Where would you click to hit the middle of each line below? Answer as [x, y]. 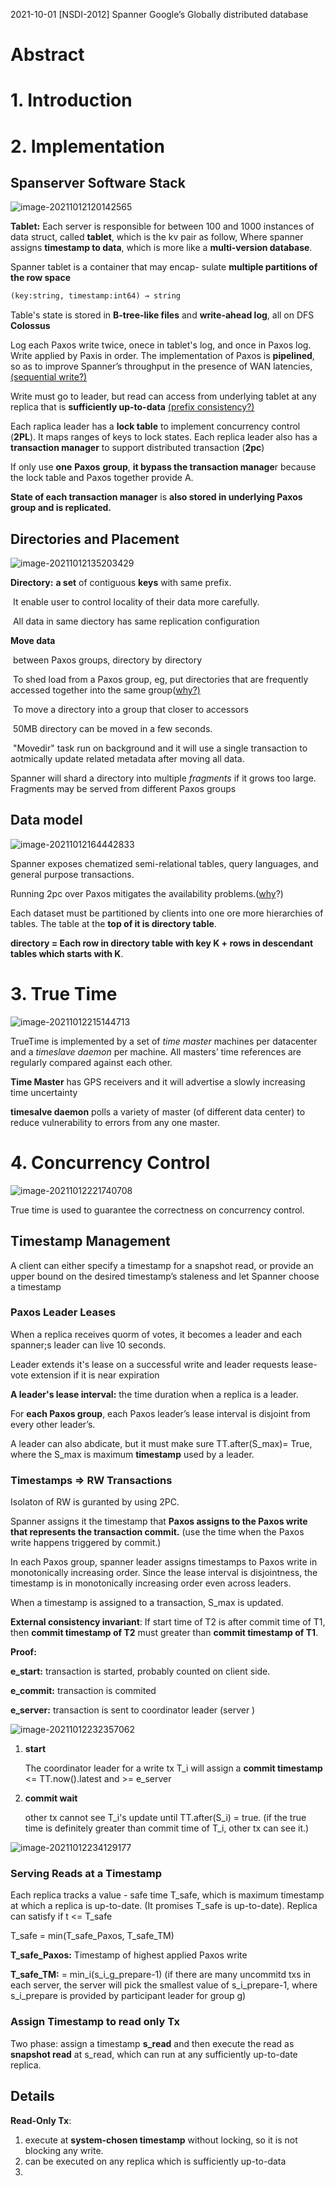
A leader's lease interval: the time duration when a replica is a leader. [154, 1394]
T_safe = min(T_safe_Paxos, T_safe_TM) [92, 1936]
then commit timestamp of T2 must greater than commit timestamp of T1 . [164, 1633]
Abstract [47, 55]
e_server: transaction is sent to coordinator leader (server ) [133, 1710]
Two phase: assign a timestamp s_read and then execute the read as [152, 2043]
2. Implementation [87, 146]
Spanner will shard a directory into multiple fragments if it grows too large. [163, 778]
